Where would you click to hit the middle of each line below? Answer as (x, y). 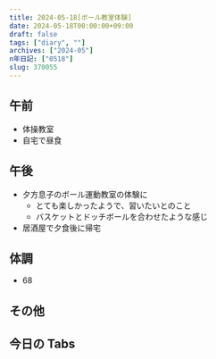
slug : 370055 (33, 68)
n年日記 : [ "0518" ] (42, 59)
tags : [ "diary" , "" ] (48, 42)
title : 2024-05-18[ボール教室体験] (71, 17)
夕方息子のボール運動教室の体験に (85, 194)
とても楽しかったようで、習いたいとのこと (113, 205)
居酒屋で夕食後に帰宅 (61, 228)
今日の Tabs (42, 344)
